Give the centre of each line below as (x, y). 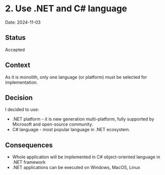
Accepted (15, 49)
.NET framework (29, 162)
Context (18, 65)
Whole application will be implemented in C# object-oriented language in (86, 157)
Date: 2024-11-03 (23, 22)
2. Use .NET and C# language (66, 9)
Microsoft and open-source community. (52, 124)
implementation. (21, 82)
